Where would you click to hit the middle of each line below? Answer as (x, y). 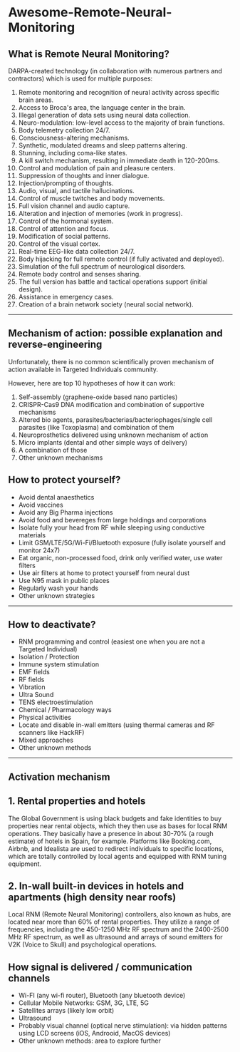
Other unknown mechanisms (61, 458)
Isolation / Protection (49, 657)
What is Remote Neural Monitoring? (89, 54)
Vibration (32, 687)
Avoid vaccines (41, 505)
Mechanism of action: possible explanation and (115, 333)
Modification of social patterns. (64, 236)
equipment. (25, 864)
